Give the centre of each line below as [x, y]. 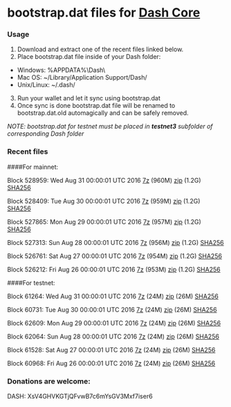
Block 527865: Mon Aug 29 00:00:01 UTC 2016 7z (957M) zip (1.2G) [104, 221]
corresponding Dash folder [46, 134]
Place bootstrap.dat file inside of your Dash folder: [89, 57]
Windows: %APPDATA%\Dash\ [61, 70]
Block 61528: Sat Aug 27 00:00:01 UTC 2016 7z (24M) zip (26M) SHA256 [111, 350]
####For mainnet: [33, 167]
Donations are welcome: [49, 381]
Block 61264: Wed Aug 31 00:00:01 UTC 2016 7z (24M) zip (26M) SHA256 [113, 296]
